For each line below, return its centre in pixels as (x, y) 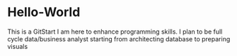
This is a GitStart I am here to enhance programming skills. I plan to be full (115, 31)
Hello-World (44, 12)
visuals (18, 46)
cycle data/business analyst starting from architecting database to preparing (119, 38)
